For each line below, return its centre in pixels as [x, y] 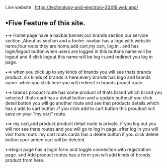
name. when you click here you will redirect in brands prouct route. [75, 82]
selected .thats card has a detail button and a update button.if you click [79, 97]
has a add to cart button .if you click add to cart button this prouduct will [80, 108]
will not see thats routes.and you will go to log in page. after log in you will [82, 129]
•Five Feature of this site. [45, 23]
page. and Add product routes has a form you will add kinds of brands [78, 155]
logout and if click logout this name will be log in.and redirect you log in [79, 57]
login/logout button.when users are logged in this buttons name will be [78, 51]
